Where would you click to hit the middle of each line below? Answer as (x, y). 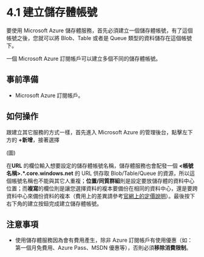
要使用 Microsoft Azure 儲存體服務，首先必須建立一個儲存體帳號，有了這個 (100, 30)
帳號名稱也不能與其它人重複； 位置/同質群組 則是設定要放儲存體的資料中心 (103, 180)
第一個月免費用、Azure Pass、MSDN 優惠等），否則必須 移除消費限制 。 (103, 248)
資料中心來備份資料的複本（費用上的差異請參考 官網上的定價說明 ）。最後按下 (101, 196)
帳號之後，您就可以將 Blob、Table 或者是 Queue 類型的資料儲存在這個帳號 (99, 38)
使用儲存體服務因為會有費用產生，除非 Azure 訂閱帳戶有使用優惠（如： (104, 240)
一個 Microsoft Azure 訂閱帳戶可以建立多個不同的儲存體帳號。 (84, 58)
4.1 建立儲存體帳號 (52, 12)
